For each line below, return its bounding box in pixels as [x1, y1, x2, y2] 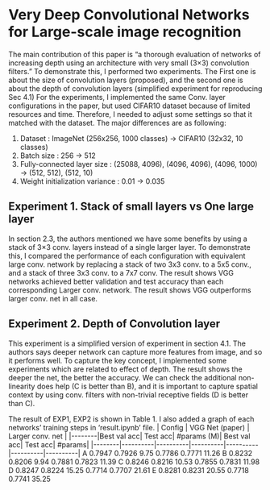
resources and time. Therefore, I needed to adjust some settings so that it [8, 109, 252, 118]
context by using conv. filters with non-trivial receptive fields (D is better [8, 389, 248, 400]
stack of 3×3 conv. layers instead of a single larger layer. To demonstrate [8, 242, 251, 251]
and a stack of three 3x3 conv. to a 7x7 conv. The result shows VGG [8, 268, 234, 277]
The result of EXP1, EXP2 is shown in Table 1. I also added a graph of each [8, 413, 255, 424]
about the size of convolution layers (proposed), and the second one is [8, 75, 243, 85]
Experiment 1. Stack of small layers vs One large [8, 200, 255, 214]
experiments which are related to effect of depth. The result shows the [8, 364, 243, 374]
